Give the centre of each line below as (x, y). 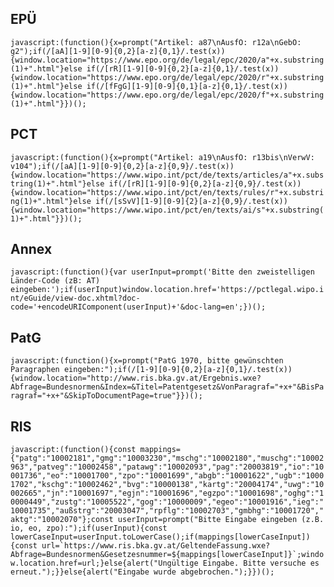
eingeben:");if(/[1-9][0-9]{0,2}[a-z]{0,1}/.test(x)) (178, 370)
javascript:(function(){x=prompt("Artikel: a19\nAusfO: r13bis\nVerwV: (162, 157)
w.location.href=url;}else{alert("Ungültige (104, 563)
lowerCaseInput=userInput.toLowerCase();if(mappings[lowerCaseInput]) (160, 537)
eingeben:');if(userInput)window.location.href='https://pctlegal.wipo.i (167, 290)
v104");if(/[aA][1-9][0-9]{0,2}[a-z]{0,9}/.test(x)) (122, 166)
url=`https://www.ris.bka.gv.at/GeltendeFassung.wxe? (156, 546)
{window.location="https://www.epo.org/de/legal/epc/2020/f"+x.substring (167, 95)
